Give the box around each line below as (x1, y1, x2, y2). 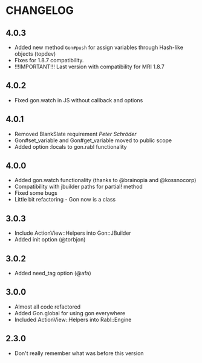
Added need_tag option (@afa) (14, 270, 91, 277)
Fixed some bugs (14, 189, 58, 197)
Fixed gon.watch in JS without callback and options (14, 96, 143, 103)
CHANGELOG (5, 4, 74, 18)
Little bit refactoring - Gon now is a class (14, 196, 116, 203)
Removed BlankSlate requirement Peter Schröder (14, 130, 137, 137)
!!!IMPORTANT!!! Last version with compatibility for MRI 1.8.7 (14, 63, 165, 70)
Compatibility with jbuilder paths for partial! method (14, 183, 143, 191)
